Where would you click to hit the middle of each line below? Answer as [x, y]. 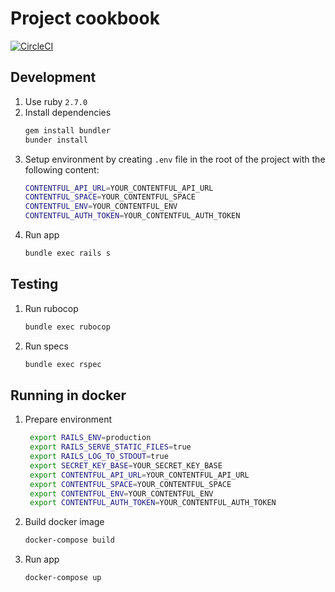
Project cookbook [85, 18]
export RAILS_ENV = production [90, 438]
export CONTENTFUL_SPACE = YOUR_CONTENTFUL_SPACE [130, 484]
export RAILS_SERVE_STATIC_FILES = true [110, 447]
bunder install [56, 140]
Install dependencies [68, 112]
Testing [34, 284]
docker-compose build [69, 540]
